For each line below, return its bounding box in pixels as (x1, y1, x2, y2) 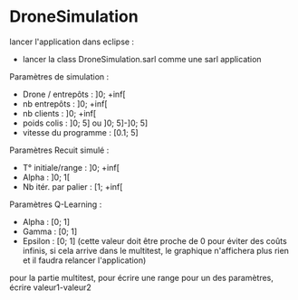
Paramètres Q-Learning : (9, 199, 102, 210)
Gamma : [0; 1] (22, 226, 78, 237)
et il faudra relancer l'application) (22, 255, 147, 266)
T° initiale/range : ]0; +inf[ (22, 162, 120, 173)
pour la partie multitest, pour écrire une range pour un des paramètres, (9, 272, 274, 283)
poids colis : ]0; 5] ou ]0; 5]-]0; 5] (22, 117, 149, 128)
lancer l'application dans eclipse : (9, 36, 134, 47)
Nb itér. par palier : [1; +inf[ (22, 181, 123, 192)
